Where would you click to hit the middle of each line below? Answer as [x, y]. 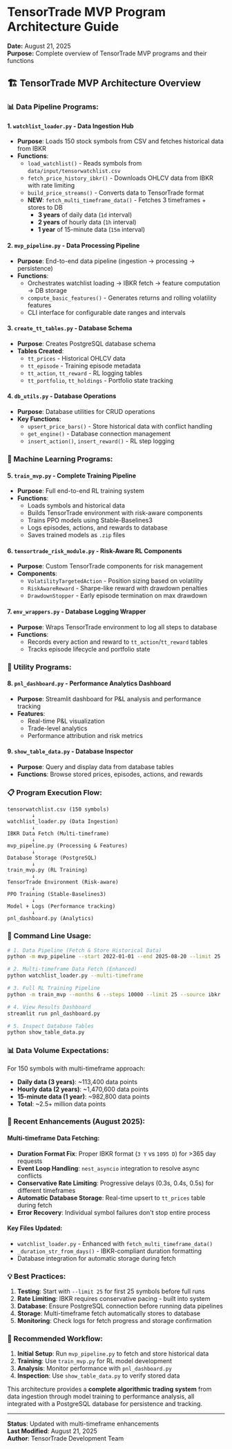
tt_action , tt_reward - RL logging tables [85, 373]
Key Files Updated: [35, 1228]
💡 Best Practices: [37, 1276]
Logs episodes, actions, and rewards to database [97, 528]
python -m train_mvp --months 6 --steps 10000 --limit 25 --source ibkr [114, 994]
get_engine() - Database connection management [99, 434]
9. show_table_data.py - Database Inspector [70, 751]
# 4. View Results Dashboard [49, 1007]
